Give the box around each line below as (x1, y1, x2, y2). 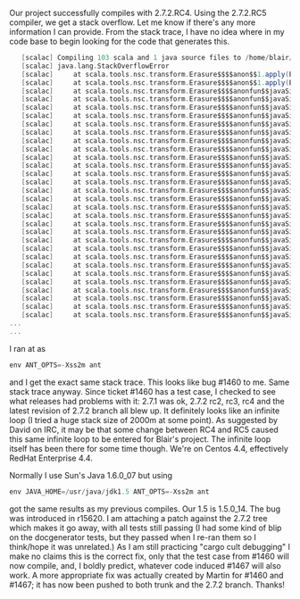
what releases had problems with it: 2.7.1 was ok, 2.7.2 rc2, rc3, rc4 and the (9, 395, 286, 406)
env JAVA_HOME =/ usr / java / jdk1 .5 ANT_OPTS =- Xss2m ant (9, 487, 210, 496)
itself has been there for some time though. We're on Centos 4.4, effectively (9, 443, 288, 453)
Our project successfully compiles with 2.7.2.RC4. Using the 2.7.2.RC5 (9, 8, 267, 18)
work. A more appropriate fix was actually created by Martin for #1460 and (9, 570, 284, 580)
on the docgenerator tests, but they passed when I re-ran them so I (9, 531, 257, 543)
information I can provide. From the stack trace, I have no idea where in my (9, 27, 285, 37)
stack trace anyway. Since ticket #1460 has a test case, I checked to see (9, 386, 277, 396)
